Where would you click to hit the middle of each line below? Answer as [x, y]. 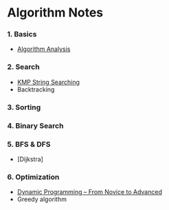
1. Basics [22, 34]
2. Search [23, 67]
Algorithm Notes [55, 13]
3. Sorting [24, 107]
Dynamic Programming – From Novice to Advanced [90, 192]
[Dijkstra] [30, 159]
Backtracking [36, 89]
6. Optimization [33, 177]
